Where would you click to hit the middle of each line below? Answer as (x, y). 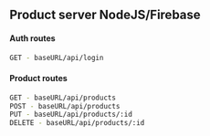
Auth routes (33, 38)
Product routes (39, 78)
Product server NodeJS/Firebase (105, 15)
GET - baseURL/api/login (57, 58)
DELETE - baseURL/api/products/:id (77, 123)
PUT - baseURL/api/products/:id (71, 115)
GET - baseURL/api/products (63, 98)
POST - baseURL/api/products (65, 106)
